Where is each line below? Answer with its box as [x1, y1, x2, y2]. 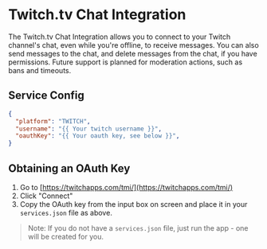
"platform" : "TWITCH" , [15, 117, 91, 125]
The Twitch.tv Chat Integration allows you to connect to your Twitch [8, 32, 231, 41]
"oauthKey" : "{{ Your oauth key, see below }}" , [15, 132, 180, 140]
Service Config [8, 89, 85, 103]
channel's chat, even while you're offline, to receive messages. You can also [8, 40, 259, 49]
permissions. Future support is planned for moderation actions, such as [8, 57, 243, 67]
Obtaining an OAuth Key [8, 161, 131, 175]
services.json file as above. [19, 208, 113, 217]
